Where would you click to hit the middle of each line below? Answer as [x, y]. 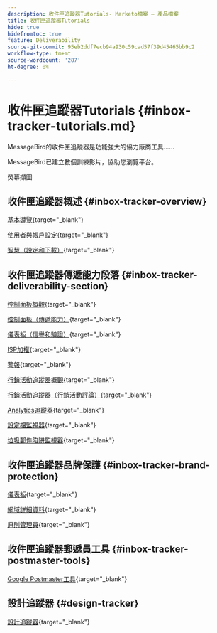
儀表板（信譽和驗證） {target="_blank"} [64, 334]
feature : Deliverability [44, 41]
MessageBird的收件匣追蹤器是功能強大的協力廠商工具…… [91, 147]
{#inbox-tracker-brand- [156, 465]
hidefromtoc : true [34, 34]
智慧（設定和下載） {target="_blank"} [61, 250]
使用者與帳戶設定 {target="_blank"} [58, 235]
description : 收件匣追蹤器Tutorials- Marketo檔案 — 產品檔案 [93, 14]
